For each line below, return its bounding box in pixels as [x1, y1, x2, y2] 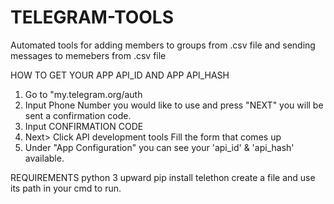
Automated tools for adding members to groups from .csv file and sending [10, 39, 316, 51]
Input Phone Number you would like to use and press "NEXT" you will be [24, 99, 324, 111]
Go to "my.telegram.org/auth [24, 88, 143, 100]
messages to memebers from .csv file [10, 49, 167, 61]
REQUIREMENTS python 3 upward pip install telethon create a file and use [10, 171, 316, 183]
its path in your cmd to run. [10, 182, 122, 194]
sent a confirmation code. [24, 109, 132, 121]
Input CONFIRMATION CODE [24, 120, 144, 132]
